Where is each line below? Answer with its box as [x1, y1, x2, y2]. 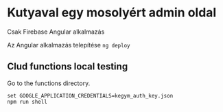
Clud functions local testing [7, 60, 128, 73]
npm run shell [7, 98, 48, 105]
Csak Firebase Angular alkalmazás [7, 27, 105, 36]
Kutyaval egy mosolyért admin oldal [7, 5, 217, 21]
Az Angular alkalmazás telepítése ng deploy [7, 41, 130, 49]
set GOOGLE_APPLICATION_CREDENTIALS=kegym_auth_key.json [7, 92, 174, 99]
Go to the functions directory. [7, 79, 91, 87]
